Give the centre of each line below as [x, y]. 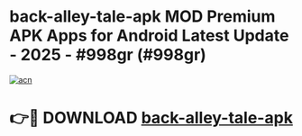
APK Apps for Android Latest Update [149, 36]
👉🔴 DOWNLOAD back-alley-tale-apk [151, 118]
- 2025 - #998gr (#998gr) [108, 55]
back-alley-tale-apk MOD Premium [142, 17]
